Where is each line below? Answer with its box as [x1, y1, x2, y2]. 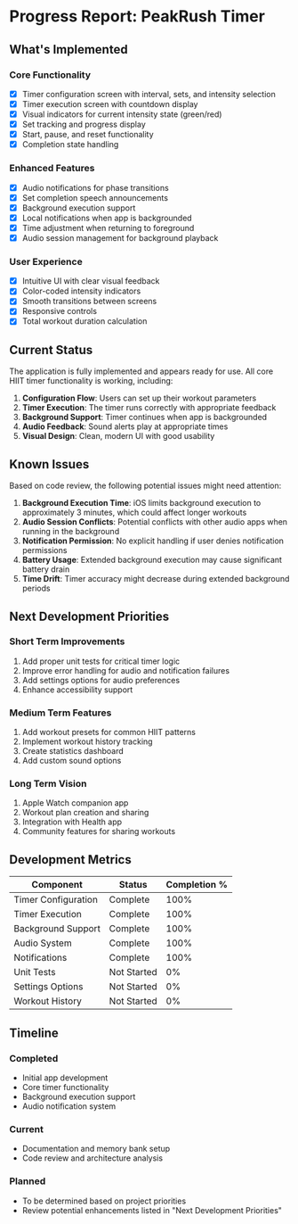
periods [21, 583, 51, 594]
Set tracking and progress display [21, 119, 147, 130]
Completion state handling [21, 139, 119, 150]
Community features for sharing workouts [21, 826, 176, 837]
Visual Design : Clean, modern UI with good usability [21, 431, 215, 442]
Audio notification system [21, 1100, 117, 1112]
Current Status [9, 342, 93, 358]
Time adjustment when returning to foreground [21, 222, 195, 233]
